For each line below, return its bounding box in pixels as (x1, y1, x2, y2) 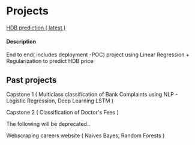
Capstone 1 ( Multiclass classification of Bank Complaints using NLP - (6, 90, 178, 98)
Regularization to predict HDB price (6, 58, 94, 65)
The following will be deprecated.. (6, 120, 91, 127)
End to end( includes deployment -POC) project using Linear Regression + (6, 51, 190, 58)
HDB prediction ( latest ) (6, 24, 66, 31)
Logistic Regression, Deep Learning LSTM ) (6, 97, 114, 104)
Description (6, 38, 37, 45)
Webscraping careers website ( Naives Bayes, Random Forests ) (6, 132, 165, 139)
